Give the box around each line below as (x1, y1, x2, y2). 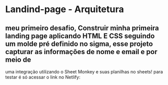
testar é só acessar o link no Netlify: (5, 74, 81, 80)
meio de (5, 55, 31, 64)
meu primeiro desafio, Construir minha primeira (5, 24, 159, 32)
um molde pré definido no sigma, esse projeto (5, 39, 153, 48)
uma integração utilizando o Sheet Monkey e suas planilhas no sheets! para (5, 69, 163, 74)
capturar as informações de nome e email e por (5, 47, 157, 56)
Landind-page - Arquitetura (5, 4, 124, 15)
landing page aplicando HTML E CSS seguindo (5, 31, 155, 40)
